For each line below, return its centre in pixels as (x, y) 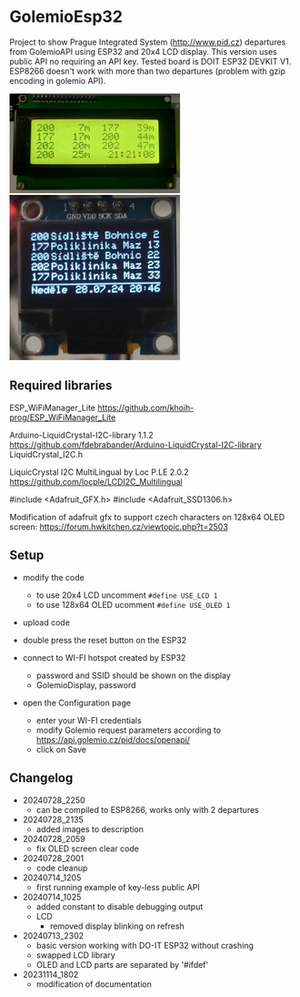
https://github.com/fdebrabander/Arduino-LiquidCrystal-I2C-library (135, 445)
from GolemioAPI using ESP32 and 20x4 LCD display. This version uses (143, 51)
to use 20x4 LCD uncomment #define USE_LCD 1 (127, 595)
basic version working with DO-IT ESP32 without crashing (145, 945)
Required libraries (61, 386)
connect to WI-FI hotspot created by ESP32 (104, 657)
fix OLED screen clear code (87, 848)
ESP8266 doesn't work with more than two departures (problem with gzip (148, 71)
